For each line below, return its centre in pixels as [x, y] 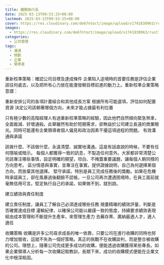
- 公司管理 [19, 42]
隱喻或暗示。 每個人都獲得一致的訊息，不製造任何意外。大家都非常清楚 [80, 153]
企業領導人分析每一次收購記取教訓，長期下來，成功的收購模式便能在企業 [82, 252]
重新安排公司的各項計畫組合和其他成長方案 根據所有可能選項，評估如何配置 [81, 101]
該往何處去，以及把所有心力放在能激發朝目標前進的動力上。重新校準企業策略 [82, 85]
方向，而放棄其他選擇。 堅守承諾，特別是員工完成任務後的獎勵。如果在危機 [81, 171]
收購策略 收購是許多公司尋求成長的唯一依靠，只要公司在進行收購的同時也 [78, 233]
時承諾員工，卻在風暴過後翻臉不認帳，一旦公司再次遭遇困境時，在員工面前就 [82, 177]
